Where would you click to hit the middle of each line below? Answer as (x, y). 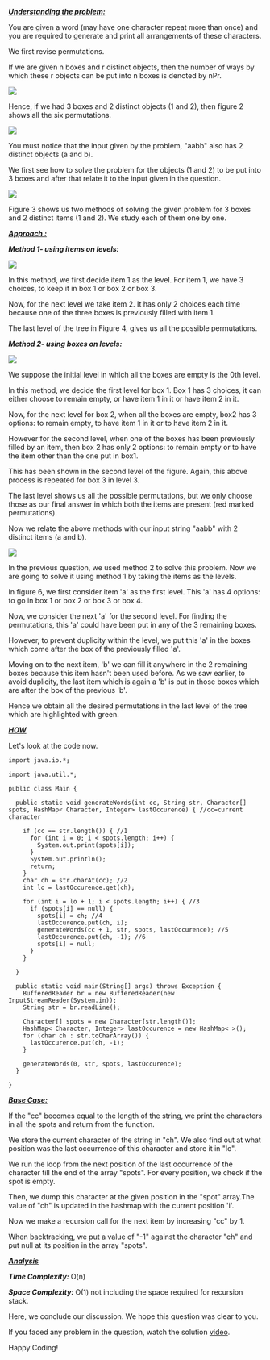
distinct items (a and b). (48, 537)
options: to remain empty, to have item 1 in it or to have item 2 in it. (118, 423)
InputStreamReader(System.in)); (62, 1000)
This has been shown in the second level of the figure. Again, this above (128, 471)
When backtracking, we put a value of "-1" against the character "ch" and (131, 1237)
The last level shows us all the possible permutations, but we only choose (131, 496)
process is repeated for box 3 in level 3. (74, 480)
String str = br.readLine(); (72, 1007)
